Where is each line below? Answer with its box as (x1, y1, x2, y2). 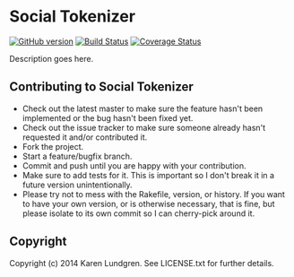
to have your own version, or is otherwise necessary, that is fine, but (22, 198, 275, 209)
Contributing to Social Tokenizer (9, 79, 195, 95)
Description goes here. (9, 53, 94, 64)
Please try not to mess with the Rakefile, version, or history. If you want (22, 188, 285, 199)
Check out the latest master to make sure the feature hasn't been (22, 103, 264, 114)
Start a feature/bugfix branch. (22, 151, 133, 161)
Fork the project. (22, 141, 84, 151)
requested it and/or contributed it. (22, 132, 148, 143)
